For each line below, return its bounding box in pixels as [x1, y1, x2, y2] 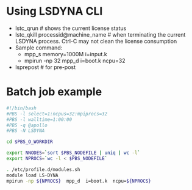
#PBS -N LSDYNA [6, 128, 45, 134]
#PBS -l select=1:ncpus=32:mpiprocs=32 [6, 111, 108, 117]
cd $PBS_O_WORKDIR [6, 139, 53, 145]
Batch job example [6, 85, 102, 99]
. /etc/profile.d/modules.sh [6, 166, 80, 172]
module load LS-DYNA [6, 172, 59, 178]
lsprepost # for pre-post [15, 63, 76, 71]
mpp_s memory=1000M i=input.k [24, 50, 108, 57]
